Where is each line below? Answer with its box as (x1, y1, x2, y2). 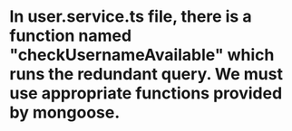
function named (9, 25, 132, 46)
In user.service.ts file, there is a (9, 6, 252, 27)
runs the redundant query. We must (9, 64, 284, 85)
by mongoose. (9, 102, 121, 123)
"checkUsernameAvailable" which (9, 45, 275, 65)
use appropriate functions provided (9, 83, 283, 104)
